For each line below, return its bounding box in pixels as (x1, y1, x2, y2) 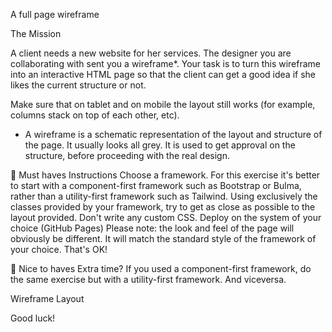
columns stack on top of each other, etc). (10, 109, 180, 121)
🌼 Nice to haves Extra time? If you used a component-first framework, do (10, 263, 312, 274)
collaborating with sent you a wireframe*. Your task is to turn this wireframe (10, 58, 321, 69)
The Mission (10, 28, 62, 39)
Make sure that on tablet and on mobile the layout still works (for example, (10, 99, 316, 110)
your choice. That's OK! (10, 244, 108, 255)
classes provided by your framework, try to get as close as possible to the (10, 201, 316, 213)
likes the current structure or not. (10, 79, 147, 91)
